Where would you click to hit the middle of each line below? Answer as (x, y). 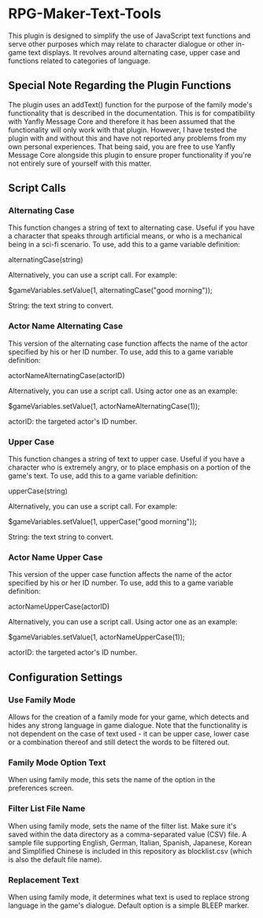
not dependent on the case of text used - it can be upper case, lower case (129, 734)
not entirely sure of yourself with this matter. (80, 163)
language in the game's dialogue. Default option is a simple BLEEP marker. (129, 905)
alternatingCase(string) (46, 260)
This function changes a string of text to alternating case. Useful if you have (131, 228)
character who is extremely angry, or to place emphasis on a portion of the (130, 467)
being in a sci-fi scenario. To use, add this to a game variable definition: (124, 245)
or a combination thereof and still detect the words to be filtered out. (119, 742)
